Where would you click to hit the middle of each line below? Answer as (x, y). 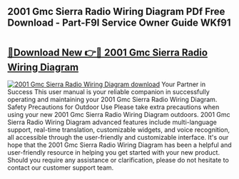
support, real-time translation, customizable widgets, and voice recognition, (119, 130)
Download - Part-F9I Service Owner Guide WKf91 (119, 23)
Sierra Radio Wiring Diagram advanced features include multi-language (112, 122)
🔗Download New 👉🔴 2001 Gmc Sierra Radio (108, 52)
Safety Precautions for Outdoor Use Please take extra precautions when (113, 107)
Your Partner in (183, 84)
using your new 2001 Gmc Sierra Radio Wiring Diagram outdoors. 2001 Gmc (119, 114)
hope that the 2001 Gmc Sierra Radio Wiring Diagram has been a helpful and (119, 145)
